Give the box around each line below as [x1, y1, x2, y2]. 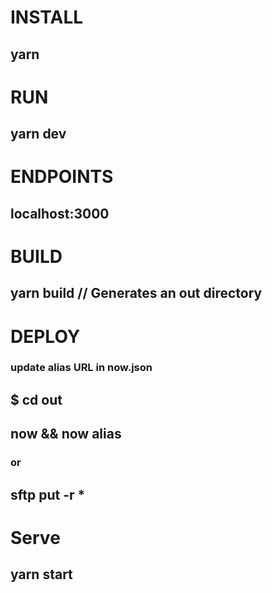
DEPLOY [10, 325, 81, 348]
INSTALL [10, 6, 84, 29]
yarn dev [10, 126, 67, 143]
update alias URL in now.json [10, 361, 153, 375]
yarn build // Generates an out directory [10, 285, 263, 302]
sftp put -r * [10, 486, 86, 503]
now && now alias [10, 426, 122, 443]
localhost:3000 [10, 205, 110, 222]
